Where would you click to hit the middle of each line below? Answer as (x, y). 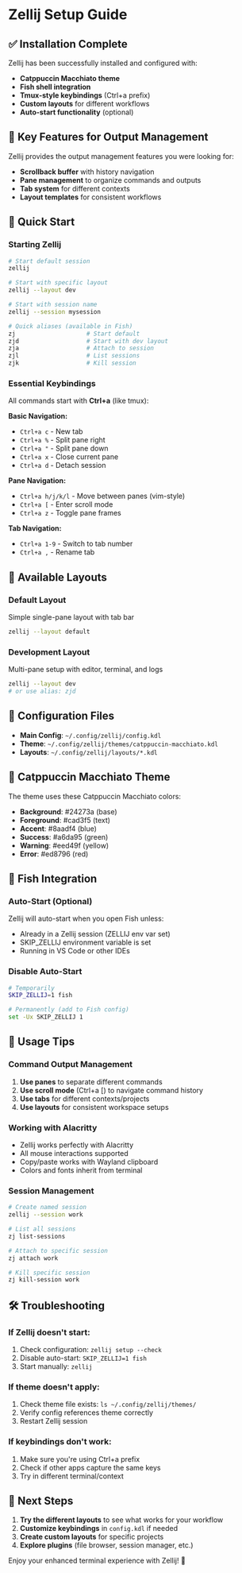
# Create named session (48, 1208)
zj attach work (33, 1258)
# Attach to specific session (58, 1250)
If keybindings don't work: (60, 1442)
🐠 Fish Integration (53, 878)
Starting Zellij (35, 245)
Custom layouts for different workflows (85, 104)
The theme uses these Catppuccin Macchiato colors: (94, 796)
